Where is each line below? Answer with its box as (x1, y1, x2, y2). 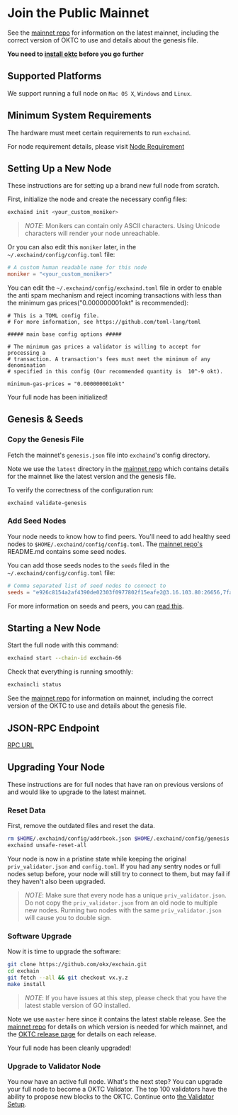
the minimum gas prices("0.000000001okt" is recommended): (7, 299, 189, 307)
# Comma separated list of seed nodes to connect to (7, 582, 166, 589)
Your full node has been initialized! (7, 393, 108, 401)
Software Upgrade (7, 931, 72, 941)
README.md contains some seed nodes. (7, 547, 127, 555)
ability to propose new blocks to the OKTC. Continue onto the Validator (7, 1092, 215, 1101)
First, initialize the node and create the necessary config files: (7, 195, 188, 203)
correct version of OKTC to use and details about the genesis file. (7, 35, 198, 44)
